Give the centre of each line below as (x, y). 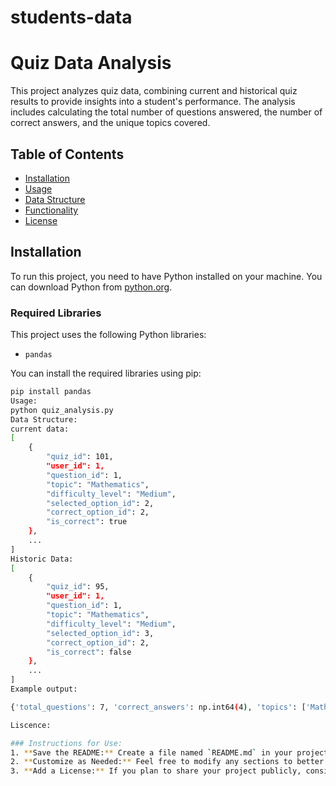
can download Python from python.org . (91, 287)
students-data (71, 17)
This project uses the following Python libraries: (108, 335)
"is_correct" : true (87, 522)
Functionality (51, 210)
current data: (40, 429)
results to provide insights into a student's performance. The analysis (153, 102)
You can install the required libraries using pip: (106, 373)
